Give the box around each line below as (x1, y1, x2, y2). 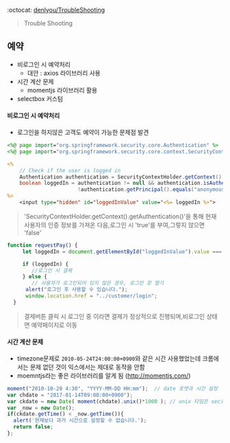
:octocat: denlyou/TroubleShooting (7, 6, 105, 14)
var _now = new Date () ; (7, 405, 75, 411)
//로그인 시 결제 (31, 267, 73, 274)
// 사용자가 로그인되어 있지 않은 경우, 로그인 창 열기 (31, 280, 164, 287)
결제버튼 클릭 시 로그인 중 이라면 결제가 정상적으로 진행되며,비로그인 (23, 312, 205, 320)
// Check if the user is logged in (19, 167, 121, 174)
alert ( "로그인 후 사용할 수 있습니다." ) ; (25, 286, 128, 293)
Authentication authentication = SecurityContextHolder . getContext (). (19, 173, 225, 181)
